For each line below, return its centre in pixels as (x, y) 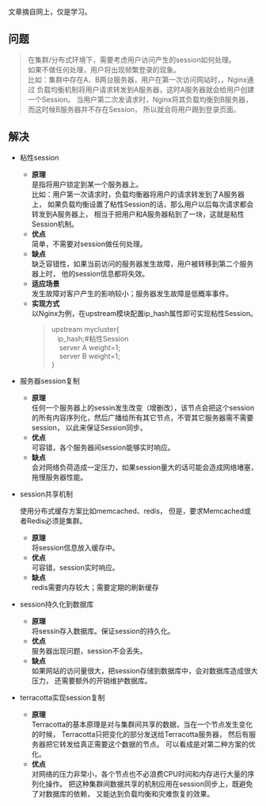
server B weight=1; (89, 356)
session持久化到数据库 (57, 604)
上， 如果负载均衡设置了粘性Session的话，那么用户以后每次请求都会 (142, 204)
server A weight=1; (90, 347)
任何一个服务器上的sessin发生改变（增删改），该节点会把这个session (143, 407)
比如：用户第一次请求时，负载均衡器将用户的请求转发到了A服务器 (138, 194)
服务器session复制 (50, 380)
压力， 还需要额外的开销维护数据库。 (91, 681)
